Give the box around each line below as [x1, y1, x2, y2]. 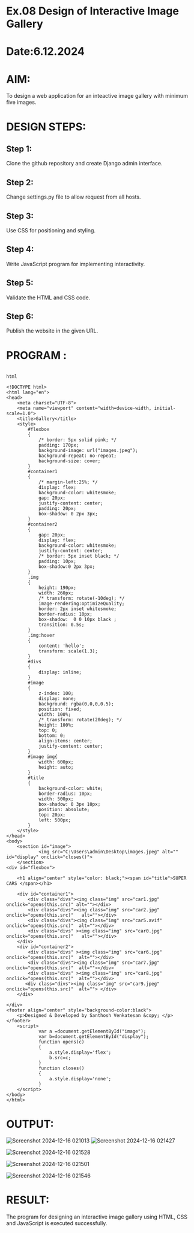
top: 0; [38, 727, 58, 734]
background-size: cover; [38, 458, 101, 464]
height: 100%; [38, 722, 74, 728]
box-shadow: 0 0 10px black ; [38, 617, 117, 623]
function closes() [38, 1065, 85, 1072]
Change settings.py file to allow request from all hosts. [6, 193, 141, 200]
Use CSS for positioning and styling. [6, 226, 96, 234]
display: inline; [38, 669, 82, 675]
